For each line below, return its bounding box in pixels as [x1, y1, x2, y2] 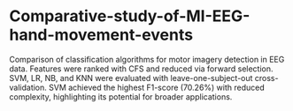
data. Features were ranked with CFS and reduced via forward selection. [9, 63, 274, 74]
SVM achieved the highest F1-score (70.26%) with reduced [48, 82, 266, 92]
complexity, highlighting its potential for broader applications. [9, 91, 233, 102]
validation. [9, 82, 47, 92]
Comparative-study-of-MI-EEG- [9, 6, 251, 26]
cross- [254, 72, 279, 83]
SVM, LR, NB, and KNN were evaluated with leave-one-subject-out [9, 72, 253, 83]
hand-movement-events [9, 25, 193, 45]
